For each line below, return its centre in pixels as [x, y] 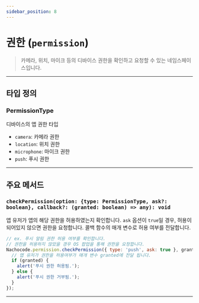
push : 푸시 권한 [32, 159]
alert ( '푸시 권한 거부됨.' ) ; [48, 277]
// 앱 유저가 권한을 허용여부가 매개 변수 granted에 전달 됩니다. [81, 255]
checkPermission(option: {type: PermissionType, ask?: [87, 201]
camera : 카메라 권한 [37, 137]
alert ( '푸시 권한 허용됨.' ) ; [48, 266]
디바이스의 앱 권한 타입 [32, 124]
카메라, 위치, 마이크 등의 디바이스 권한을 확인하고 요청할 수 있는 [93, 60]
